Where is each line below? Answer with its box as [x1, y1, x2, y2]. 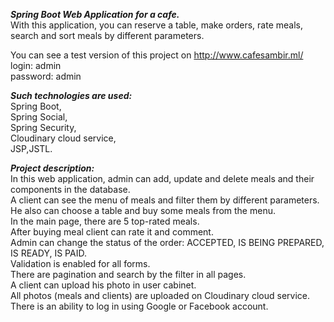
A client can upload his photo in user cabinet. [10, 279, 197, 291]
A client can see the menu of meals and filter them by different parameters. [10, 194, 320, 206]
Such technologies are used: [10, 90, 133, 101]
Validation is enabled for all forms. [10, 258, 151, 269]
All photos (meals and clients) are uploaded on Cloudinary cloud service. [10, 290, 310, 301]
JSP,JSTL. [10, 143, 53, 154]
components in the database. [10, 184, 131, 195]
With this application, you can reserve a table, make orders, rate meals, [10, 19, 304, 31]
